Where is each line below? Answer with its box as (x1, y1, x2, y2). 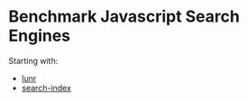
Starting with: (8, 55, 59, 66)
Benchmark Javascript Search (8, 6, 240, 27)
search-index (21, 82, 71, 93)
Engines (8, 25, 71, 46)
